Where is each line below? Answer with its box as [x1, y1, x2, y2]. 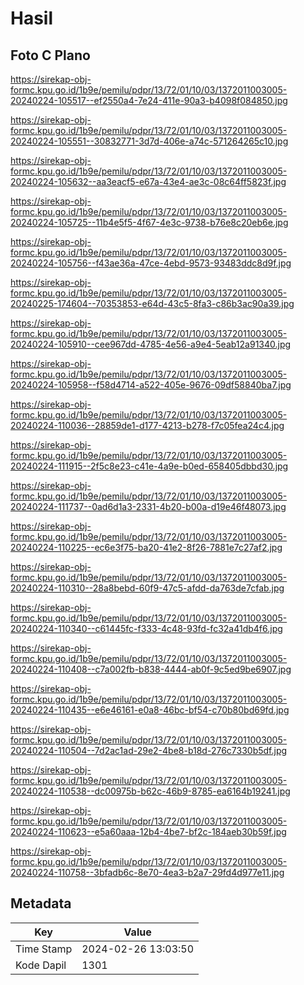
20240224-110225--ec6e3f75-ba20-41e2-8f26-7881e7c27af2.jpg [10, 542, 283, 553]
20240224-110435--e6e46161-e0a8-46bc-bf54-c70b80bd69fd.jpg [10, 704, 290, 716]
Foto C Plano [10, 47, 91, 64]
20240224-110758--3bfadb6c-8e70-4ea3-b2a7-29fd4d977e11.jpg [10, 867, 285, 878]
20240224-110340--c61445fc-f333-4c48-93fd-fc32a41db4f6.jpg [10, 623, 283, 634]
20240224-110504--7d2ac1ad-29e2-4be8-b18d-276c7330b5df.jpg [10, 745, 288, 756]
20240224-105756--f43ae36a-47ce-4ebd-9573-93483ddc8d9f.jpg [10, 257, 292, 269]
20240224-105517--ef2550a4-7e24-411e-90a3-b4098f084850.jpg [10, 95, 288, 106]
